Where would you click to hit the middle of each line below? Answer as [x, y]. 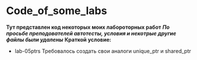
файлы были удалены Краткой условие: [59, 39]
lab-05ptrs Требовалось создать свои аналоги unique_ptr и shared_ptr [103, 51]
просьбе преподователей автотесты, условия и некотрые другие [91, 33]
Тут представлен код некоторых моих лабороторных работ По [88, 27]
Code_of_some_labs [57, 11]
